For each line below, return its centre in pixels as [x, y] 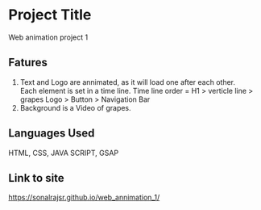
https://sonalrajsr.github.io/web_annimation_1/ [84, 197]
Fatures [28, 63]
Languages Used [52, 134]
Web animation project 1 [48, 37]
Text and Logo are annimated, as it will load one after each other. [128, 82]
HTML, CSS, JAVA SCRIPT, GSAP [64, 153]
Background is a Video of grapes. [75, 107]
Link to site [36, 178]
